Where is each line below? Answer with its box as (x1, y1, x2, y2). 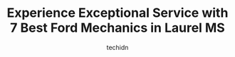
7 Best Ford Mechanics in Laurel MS (9, 20, 226, 36)
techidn (106, 43, 129, 51)
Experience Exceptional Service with (6, 5, 229, 21)
